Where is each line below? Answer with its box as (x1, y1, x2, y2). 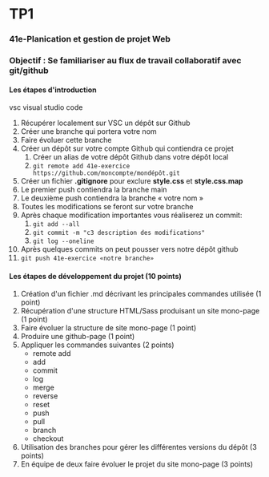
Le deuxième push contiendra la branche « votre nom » (20, 193, 203, 203)
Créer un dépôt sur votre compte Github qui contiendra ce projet (20, 144, 235, 153)
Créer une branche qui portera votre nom (20, 127, 157, 136)
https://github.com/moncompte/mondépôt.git (32, 169, 181, 177)
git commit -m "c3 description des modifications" (32, 229, 206, 237)
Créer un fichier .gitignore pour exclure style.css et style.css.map (20, 176, 243, 186)
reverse (32, 391, 58, 401)
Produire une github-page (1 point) (20, 332, 135, 342)
